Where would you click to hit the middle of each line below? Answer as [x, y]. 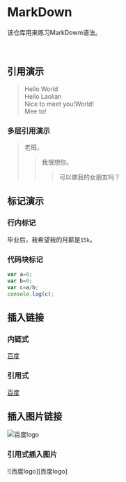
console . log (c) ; [31, 294]
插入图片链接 [35, 416]
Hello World [41, 89]
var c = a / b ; [23, 287]
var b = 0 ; [20, 281]
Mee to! [35, 111]
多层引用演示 [29, 130]
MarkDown [40, 12]
